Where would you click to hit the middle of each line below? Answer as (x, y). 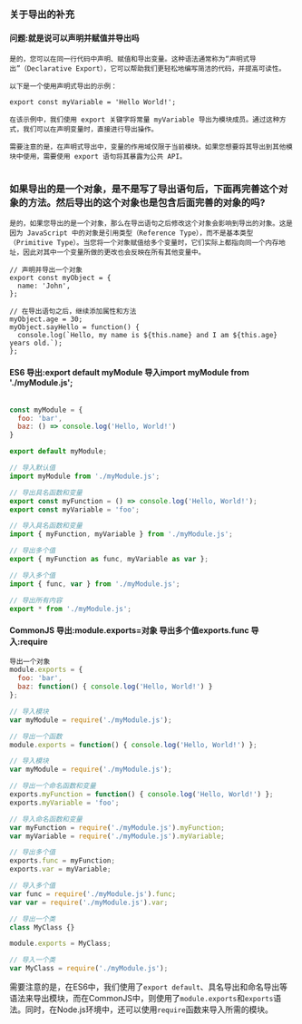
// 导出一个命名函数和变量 (53, 786)
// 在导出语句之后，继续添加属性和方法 (73, 312)
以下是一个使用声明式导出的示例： (63, 87)
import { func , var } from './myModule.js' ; (95, 584)
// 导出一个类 (33, 919)
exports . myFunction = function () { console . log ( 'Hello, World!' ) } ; (141, 795)
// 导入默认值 (33, 468)
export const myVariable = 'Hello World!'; (93, 102)
